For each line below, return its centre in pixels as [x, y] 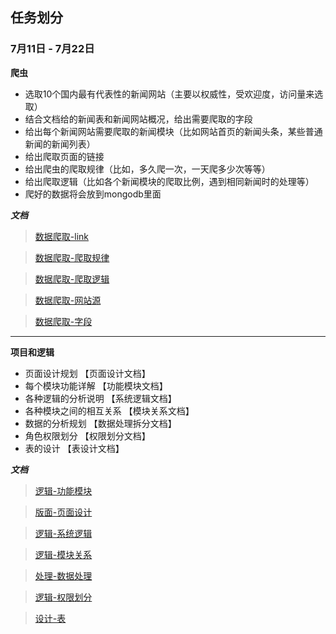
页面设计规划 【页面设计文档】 [87, 373]
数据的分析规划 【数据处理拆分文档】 [100, 423]
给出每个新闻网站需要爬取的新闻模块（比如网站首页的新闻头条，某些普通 [173, 131]
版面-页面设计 [63, 512]
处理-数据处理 [63, 575]
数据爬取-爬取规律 [72, 257]
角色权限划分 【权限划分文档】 [87, 435]
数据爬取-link [61, 236]
